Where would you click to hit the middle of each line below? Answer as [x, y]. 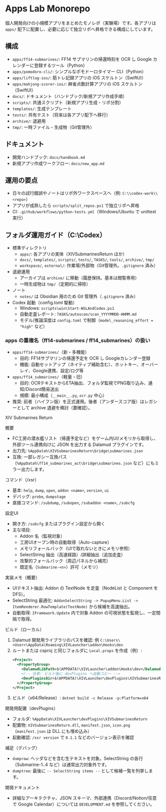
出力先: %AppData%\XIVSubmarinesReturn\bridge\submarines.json [78, 451]
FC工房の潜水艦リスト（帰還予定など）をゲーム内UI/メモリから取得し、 [85, 438]
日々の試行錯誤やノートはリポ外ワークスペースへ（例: [67, 193]
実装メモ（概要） [22, 577]
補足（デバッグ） [22, 748]
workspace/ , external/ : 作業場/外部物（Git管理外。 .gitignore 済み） [89, 266]
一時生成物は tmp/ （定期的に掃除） [55, 284]
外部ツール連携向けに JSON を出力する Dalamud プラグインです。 [79, 445]
